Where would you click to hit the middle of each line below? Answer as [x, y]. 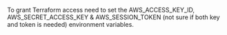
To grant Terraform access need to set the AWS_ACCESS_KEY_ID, [101, 10]
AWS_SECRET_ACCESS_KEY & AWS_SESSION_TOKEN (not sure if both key [113, 17]
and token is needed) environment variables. [71, 24]
